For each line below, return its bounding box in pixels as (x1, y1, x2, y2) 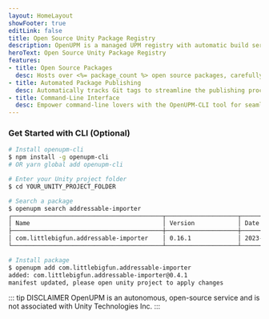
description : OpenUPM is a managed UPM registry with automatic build (8, 42, 249, 50)
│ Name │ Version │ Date (8, 220, 260, 228)
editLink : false (8, 26, 62, 34)
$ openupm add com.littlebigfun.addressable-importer (8, 264, 192, 272)
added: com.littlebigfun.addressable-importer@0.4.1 (8, 271, 188, 279)
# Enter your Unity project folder (8, 176, 127, 184)
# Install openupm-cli (8, 146, 84, 154)
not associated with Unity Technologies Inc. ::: (8, 301, 161, 311)
